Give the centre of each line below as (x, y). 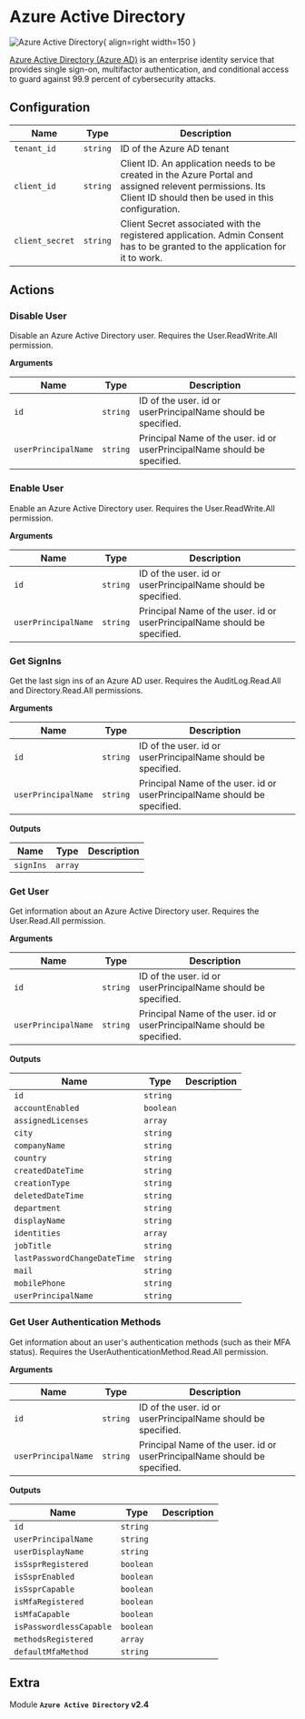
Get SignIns (35, 661)
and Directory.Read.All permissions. (76, 691)
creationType (42, 1183)
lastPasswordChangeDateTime (74, 1259)
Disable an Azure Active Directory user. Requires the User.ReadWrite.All (143, 336)
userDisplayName (49, 1552)
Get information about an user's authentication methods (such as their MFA (150, 1342)
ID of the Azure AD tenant (175, 148)
